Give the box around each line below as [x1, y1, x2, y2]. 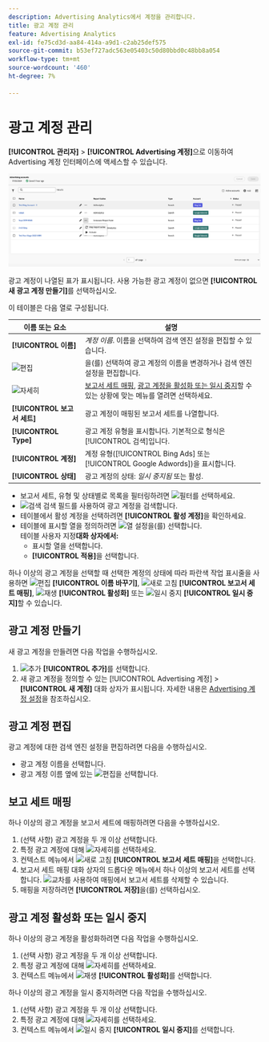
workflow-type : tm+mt [8, 55, 81, 63]
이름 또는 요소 [23, 322, 66, 332]
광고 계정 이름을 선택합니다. [19, 759, 106, 769]
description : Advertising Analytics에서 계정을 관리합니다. [8, 13, 196, 21]
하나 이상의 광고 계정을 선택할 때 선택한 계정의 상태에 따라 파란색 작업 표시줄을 [8, 568, 252, 578]
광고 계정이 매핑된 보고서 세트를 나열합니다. [85, 408, 219, 418]
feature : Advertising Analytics [8, 30, 116, 38]
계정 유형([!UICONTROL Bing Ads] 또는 [85, 449, 211, 459]
